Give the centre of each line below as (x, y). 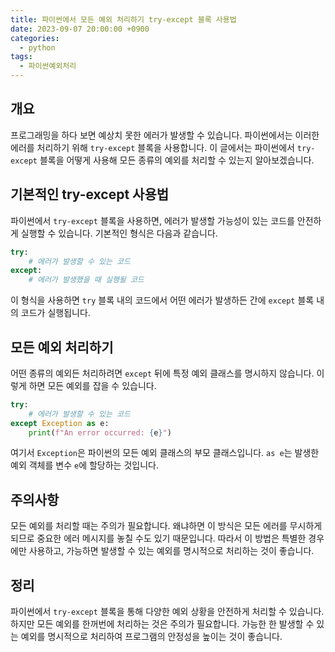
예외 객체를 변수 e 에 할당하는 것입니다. (84, 465)
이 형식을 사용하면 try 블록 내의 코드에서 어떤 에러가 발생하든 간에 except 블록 (162, 300)
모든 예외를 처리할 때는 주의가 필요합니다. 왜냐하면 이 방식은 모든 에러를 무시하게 (166, 526)
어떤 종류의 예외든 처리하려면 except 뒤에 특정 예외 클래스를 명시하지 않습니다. (162, 373)
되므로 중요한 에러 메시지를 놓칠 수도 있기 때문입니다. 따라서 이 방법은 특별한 (158, 538)
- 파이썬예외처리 (48, 66)
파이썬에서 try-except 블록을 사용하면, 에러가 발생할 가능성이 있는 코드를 (152, 220)
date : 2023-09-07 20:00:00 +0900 (80, 29)
